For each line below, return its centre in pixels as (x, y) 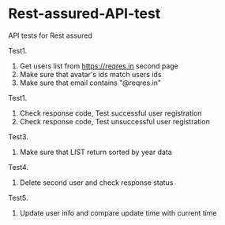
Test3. (19, 136)
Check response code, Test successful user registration (111, 113)
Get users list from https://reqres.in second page (99, 66)
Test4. (19, 167)
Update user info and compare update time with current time (118, 212)
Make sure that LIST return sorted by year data (96, 152)
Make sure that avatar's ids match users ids (90, 74)
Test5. (19, 197)
